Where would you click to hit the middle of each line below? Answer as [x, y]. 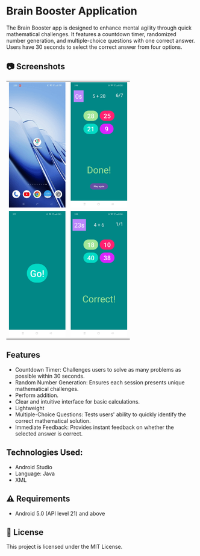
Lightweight [30, 408]
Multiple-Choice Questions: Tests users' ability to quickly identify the [101, 414]
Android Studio [33, 467]
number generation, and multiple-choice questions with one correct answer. [101, 40]
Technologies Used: [45, 453]
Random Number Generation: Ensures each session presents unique [100, 382]
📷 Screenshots [36, 67]
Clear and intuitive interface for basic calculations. [77, 401]
